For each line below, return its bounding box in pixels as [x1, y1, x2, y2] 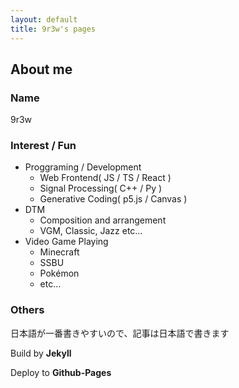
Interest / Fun [10, 139, 77, 153]
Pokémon [39, 267, 80, 280]
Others [10, 303, 45, 317]
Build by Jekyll [10, 347, 72, 359]
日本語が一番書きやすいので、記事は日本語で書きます [10, 327, 230, 339]
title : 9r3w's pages [10, 24, 97, 34]
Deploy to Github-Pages [10, 366, 112, 378]
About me [10, 61, 73, 78]
